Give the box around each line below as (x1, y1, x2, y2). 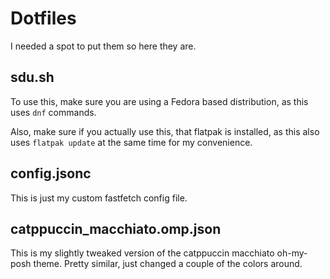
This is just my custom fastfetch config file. (10, 192, 188, 204)
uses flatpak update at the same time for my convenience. (10, 136, 253, 148)
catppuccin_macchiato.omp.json (10, 220, 222, 237)
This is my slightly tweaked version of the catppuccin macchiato (10, 247, 275, 259)
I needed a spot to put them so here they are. (10, 40, 197, 52)
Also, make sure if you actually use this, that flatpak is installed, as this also (10, 125, 320, 137)
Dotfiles (10, 7, 77, 30)
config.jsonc (10, 165, 92, 182)
